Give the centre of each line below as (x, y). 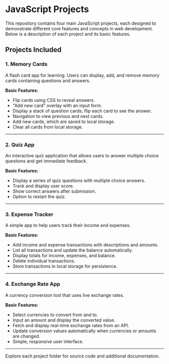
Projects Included (33, 50)
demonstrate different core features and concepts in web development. (79, 28)
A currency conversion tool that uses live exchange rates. (65, 295)
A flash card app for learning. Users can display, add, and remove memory (82, 75)
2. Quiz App (20, 145)
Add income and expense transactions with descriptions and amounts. (86, 245)
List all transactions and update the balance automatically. (73, 250)
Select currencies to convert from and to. (55, 315)
